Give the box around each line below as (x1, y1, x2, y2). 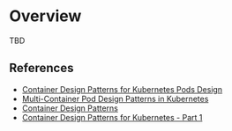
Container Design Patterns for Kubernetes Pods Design (21, 84, 223, 94)
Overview (9, 6, 82, 26)
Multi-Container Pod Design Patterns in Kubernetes (21, 93, 209, 104)
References (9, 61, 74, 76)
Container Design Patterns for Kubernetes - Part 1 (21, 112, 203, 122)
